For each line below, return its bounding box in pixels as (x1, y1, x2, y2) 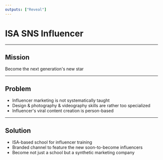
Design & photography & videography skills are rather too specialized (12, 103, 150, 109)
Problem (5, 84, 32, 93)
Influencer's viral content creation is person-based (12, 108, 114, 114)
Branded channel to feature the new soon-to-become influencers (12, 144, 143, 150)
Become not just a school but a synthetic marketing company (12, 150, 135, 155)
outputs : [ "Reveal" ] (5, 7, 47, 12)
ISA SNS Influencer (5, 28, 84, 39)
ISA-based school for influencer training (12, 139, 92, 145)
